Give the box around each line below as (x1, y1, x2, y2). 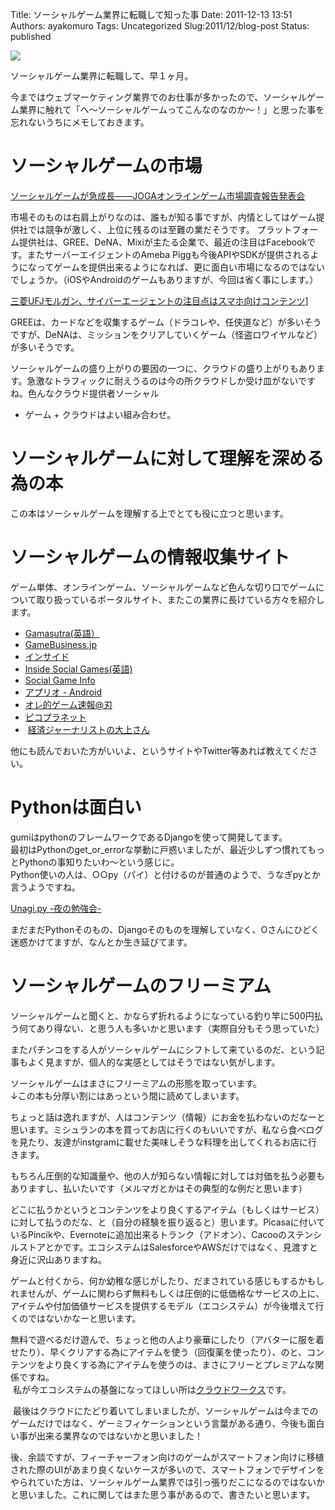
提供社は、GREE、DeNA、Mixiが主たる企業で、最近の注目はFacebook (18, 236, 308, 248)
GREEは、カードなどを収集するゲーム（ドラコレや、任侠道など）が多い (10, 316, 305, 328)
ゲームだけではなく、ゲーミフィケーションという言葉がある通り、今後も (10, 1417, 308, 1429)
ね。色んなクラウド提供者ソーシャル (10, 387, 160, 399)
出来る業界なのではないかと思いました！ (36, 1429, 203, 1442)
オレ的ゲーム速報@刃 (24, 698, 113, 710)
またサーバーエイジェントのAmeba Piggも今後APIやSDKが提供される (26, 248, 311, 260)
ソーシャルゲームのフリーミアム (10, 974, 272, 997)
